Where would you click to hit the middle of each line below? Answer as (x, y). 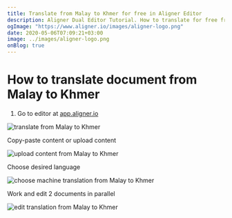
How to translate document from (102, 80)
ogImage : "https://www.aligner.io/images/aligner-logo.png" (96, 26)
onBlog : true (26, 46)
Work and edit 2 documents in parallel (61, 193)
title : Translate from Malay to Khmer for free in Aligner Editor (105, 13)
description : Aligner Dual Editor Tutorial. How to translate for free (112, 20)
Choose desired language (44, 167)
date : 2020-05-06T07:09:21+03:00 (55, 33)
